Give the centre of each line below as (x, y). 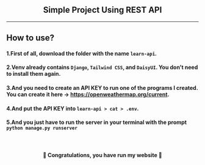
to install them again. (34, 74)
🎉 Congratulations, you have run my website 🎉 (103, 155)
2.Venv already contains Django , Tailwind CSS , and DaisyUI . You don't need (102, 67)
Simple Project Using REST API (103, 10)
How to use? (31, 38)
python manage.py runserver (42, 128)
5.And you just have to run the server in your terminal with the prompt (97, 122)
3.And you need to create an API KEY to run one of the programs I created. (102, 87)
